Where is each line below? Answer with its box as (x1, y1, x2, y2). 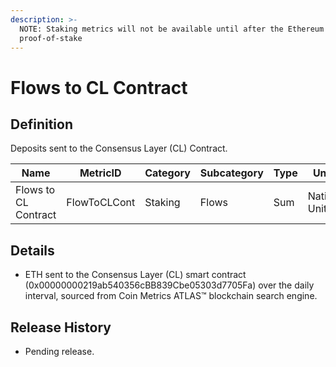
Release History (10, 319, 112, 336)
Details (10, 242, 55, 259)
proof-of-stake (19, 33, 83, 43)
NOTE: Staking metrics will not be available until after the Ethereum (19, 24, 325, 34)
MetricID (79, 166, 122, 180)
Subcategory (199, 166, 264, 180)
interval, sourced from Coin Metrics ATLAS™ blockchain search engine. (24, 290, 318, 302)
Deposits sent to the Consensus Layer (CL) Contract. (10, 142, 228, 155)
